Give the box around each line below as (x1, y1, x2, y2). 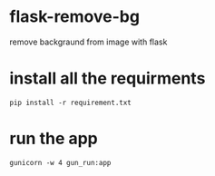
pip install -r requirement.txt (9, 98, 132, 107)
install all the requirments (9, 68, 206, 89)
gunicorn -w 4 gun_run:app (9, 158, 112, 167)
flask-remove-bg (9, 6, 141, 27)
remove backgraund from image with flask (9, 36, 168, 47)
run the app (9, 129, 98, 149)
